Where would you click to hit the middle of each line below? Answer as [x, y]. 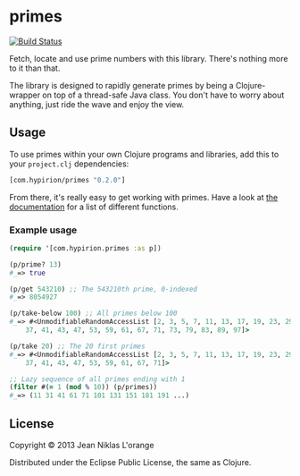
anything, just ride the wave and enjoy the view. [97, 104]
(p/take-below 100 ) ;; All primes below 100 [93, 314]
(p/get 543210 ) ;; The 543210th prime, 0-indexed [104, 289]
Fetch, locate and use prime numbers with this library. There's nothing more [149, 58]
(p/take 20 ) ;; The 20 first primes [77, 346]
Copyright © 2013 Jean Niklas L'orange [82, 445]
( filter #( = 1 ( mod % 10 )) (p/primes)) [83, 387]
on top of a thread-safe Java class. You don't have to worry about [163, 95]
